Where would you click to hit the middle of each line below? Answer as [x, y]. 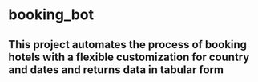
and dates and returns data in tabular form [116, 70]
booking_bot [51, 15]
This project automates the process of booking [127, 45]
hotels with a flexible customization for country [129, 57]
